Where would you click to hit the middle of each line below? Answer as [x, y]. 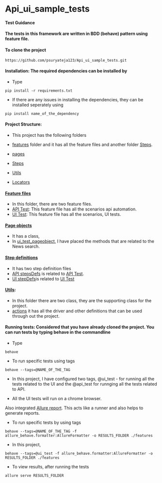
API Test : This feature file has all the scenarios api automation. [74, 209]
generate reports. [23, 413]
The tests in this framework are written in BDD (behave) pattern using [76, 34]
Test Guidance [20, 22]
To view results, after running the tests [50, 467]
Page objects [19, 225]
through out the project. [36, 316]
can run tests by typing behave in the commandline [58, 332]
